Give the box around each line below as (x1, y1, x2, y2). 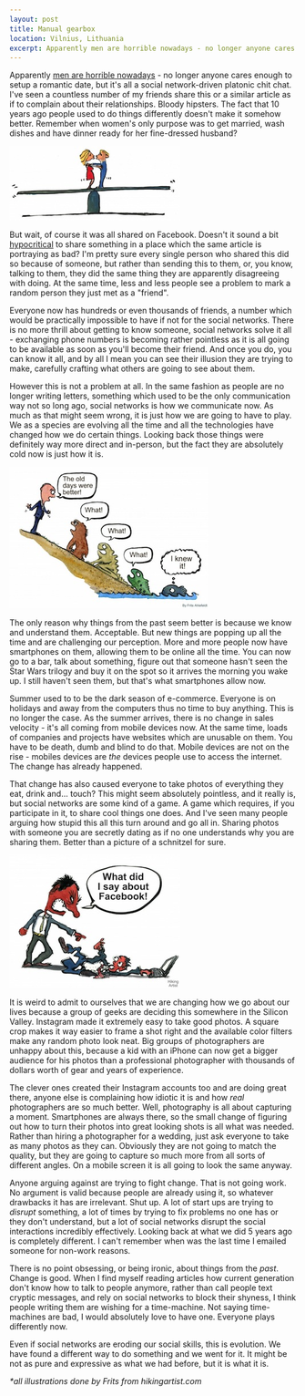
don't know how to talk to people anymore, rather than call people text (9, 1282, 273, 1294)
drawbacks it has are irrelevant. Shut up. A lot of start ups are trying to (9, 1197, 274, 1208)
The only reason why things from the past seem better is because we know (9, 617, 292, 628)
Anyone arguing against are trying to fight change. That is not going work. (9, 1177, 287, 1189)
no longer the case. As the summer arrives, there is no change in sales (9, 712, 275, 724)
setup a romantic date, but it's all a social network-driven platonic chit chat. (9, 79, 292, 90)
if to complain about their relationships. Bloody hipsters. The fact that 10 (9, 98, 280, 109)
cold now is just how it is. (9, 449, 104, 460)
